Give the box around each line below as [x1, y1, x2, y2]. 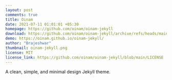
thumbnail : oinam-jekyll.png [5, 45, 68, 50]
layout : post [5, 7, 33, 13]
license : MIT [5, 50, 33, 55]
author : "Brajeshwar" [5, 41, 52, 46]
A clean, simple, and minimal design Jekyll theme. [5, 69, 111, 75]
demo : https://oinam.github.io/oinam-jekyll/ [5, 36, 104, 41]
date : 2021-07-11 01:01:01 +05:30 [5, 21, 79, 27]
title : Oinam [5, 17, 33, 22]
